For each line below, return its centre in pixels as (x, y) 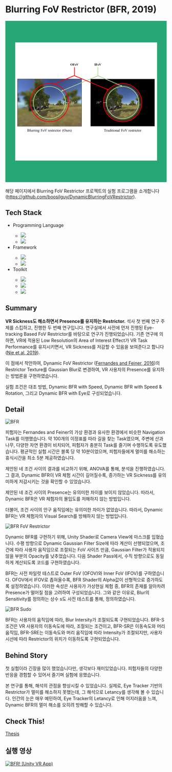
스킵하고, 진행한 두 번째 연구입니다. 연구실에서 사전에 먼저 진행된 (79, 327)
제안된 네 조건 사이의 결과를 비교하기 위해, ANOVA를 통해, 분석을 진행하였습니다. (85, 469)
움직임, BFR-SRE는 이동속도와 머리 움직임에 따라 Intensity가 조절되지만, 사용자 (84, 633)
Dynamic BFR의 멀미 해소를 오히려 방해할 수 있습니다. (59, 705)
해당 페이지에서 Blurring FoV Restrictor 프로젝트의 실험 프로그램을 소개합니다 (82, 191)
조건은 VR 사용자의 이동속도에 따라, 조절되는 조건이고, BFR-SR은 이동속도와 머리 (85, 626)
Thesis (12, 734)
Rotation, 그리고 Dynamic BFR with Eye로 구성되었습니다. (63, 393)
